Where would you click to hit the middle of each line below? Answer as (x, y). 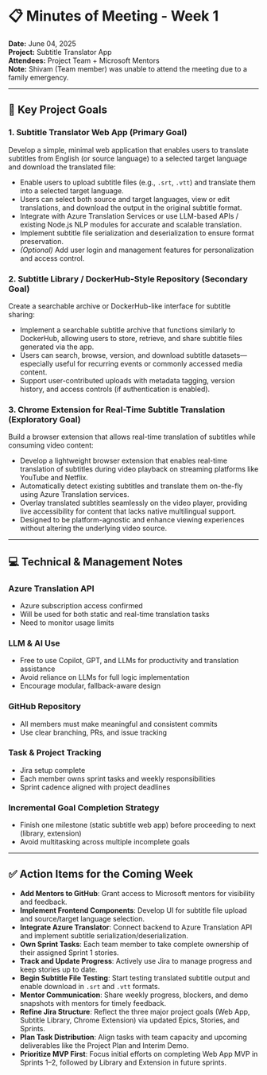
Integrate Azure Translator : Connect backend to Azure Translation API (136, 927)
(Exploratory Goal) (44, 419)
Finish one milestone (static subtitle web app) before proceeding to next (137, 825)
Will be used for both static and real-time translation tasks (114, 614)
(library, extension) (50, 833)
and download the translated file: (62, 167)
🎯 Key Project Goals (58, 110)
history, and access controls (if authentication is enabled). (115, 389)
